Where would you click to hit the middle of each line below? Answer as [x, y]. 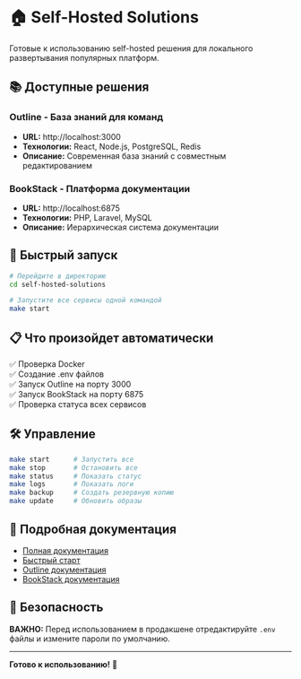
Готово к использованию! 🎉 [64, 664]
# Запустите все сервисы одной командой [86, 300]
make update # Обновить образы [76, 501]
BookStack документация [71, 579]
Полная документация [65, 550]
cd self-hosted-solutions [57, 284]
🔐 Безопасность [56, 608]
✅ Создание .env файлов [57, 374]
